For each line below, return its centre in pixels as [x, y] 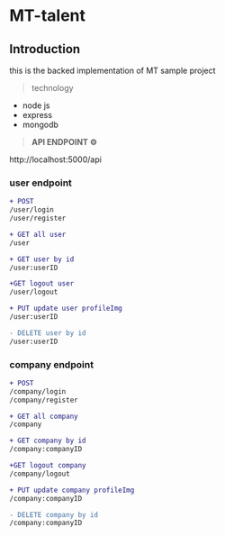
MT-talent [48, 16]
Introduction [45, 49]
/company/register [44, 400]
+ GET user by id [42, 259]
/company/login [38, 391]
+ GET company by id [48, 441]
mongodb [40, 124]
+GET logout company [48, 466]
